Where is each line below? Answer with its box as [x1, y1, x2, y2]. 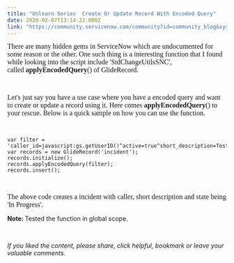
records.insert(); [7, 167, 61, 174]
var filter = [7, 137, 45, 144]
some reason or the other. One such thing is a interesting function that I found [7, 50, 223, 59]
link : [7, 23, 23, 30]
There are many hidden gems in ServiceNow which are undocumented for [7, 43, 214, 51]
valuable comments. [7, 249, 66, 257]
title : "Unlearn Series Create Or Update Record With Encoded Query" [7, 10, 217, 17]
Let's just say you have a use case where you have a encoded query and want [7, 93, 221, 102]
